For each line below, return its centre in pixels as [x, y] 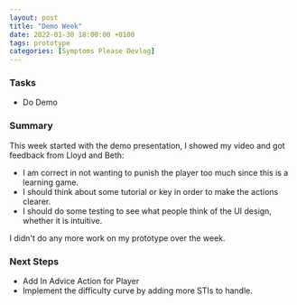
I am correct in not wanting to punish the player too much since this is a [155, 172]
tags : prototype [40, 43]
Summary [32, 125]
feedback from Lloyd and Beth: [67, 155]
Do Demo [40, 102]
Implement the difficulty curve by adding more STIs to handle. [137, 291]
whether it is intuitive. [62, 220]
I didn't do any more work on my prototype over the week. [117, 238]
